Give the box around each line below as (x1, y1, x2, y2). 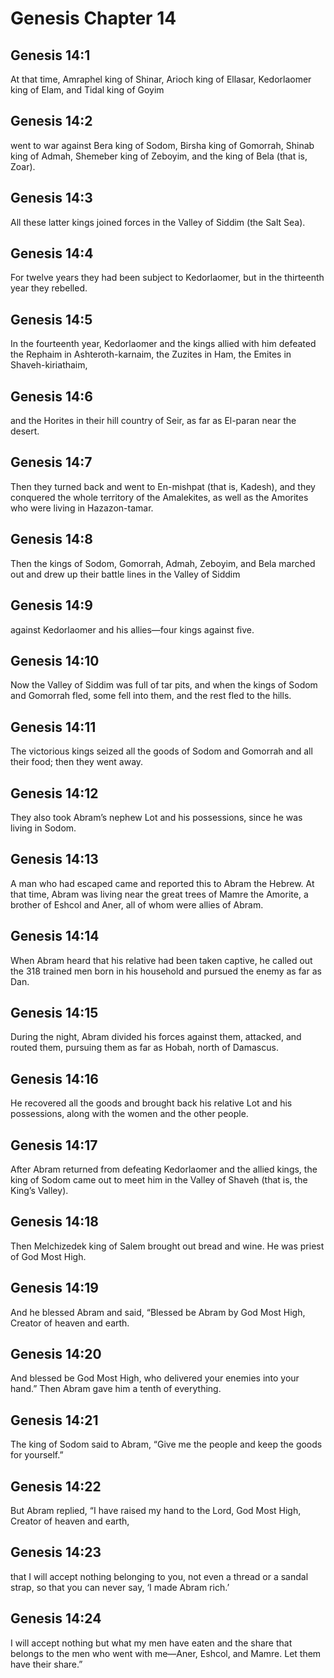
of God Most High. (10, 1250, 87, 1262)
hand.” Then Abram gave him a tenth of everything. (10, 1383, 222, 1395)
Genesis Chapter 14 (10, 7, 177, 30)
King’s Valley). (10, 1185, 69, 1196)
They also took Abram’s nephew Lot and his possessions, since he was (10, 811, 303, 823)
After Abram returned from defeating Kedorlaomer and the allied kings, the (10, 1163, 318, 1175)
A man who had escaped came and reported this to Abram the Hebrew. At (10, 877, 315, 889)
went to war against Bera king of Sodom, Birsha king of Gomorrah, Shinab (10, 139, 315, 151)
